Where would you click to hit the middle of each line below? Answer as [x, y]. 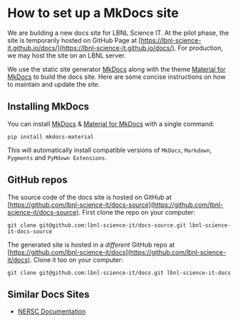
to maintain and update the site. [54, 84]
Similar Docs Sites [49, 294]
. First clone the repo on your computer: [137, 212]
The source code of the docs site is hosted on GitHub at [90, 197]
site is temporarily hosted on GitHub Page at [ [74, 40]
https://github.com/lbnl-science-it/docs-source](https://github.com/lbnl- [117, 205]
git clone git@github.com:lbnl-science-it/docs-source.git [97, 225]
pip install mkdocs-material [51, 136]
